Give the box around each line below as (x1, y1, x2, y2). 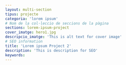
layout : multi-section (5, 7, 52, 12)
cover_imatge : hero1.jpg (5, 30, 56, 35)
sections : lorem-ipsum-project (5, 25, 69, 30)
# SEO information (5, 39, 43, 44)
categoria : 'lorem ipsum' (5, 16, 58, 21)
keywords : (5, 52, 26, 58)
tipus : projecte (5, 12, 38, 17)
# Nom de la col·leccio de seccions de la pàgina (5, 21, 109, 26)
